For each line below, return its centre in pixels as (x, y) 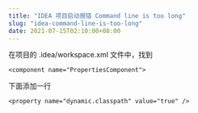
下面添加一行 (29, 86)
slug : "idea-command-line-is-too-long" (76, 23)
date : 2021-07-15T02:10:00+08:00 (65, 31)
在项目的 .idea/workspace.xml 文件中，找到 (81, 55)
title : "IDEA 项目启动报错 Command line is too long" (97, 16)
